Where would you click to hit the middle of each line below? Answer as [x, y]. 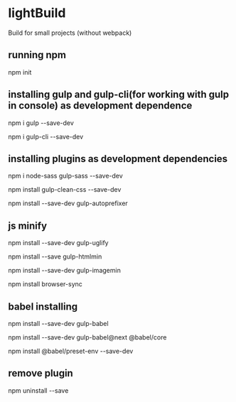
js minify [28, 226]
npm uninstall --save [38, 390]
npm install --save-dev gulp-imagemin [65, 271]
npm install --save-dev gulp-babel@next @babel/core [87, 337]
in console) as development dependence [100, 105]
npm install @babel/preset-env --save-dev [71, 351]
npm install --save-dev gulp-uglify [58, 243]
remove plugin [41, 373]
